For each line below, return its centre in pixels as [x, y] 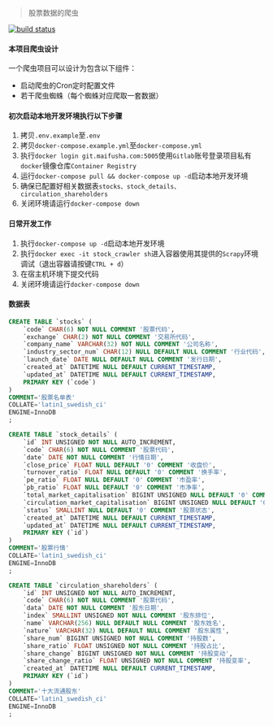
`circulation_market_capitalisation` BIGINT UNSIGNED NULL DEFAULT [139, 502]
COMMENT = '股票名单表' [42, 398]
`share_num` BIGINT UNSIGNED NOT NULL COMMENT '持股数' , [120, 638]
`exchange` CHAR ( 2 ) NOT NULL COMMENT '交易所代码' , [109, 337]
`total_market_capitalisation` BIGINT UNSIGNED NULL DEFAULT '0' [136, 495]
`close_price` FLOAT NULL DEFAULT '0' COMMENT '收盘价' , [120, 465]
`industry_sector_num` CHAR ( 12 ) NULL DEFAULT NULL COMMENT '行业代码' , [144, 352]
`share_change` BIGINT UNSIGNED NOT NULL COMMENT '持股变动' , [128, 654]
